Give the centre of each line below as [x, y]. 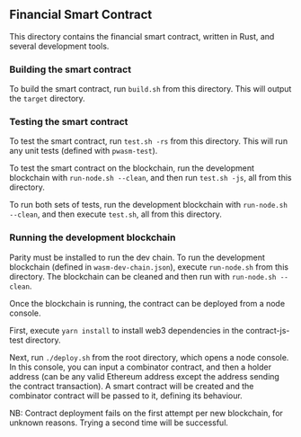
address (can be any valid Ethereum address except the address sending [145, 376]
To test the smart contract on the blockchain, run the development [132, 168]
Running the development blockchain [93, 237]
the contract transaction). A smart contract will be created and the [132, 386]
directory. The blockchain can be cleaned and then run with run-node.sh [143, 276]
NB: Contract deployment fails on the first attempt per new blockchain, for [146, 413]
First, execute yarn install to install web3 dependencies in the [127, 330]
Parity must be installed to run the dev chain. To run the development [137, 257]
